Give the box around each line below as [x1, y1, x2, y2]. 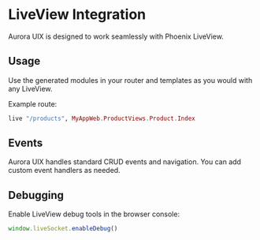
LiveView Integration [8, 6, 147, 24]
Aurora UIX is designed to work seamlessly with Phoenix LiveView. [8, 32, 225, 41]
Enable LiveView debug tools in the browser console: [8, 209, 180, 219]
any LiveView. [8, 84, 53, 93]
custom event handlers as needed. [8, 166, 121, 175]
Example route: [8, 99, 58, 108]
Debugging [8, 188, 65, 202]
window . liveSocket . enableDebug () [8, 225, 118, 233]
